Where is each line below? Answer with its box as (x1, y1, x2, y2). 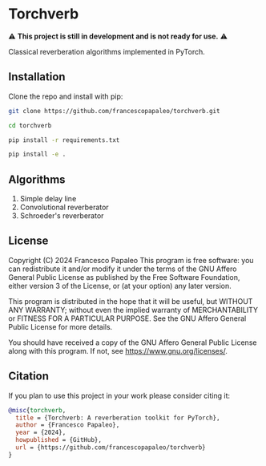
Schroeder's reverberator (19, 211, 104, 221)
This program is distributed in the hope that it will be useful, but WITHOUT (8, 296, 253, 306)
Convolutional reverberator (19, 202, 110, 213)
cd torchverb (8, 121, 52, 129)
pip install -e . (8, 150, 66, 159)
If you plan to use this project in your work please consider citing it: (8, 391, 231, 400)
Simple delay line (19, 194, 77, 204)
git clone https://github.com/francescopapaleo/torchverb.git (8, 107, 220, 115)
